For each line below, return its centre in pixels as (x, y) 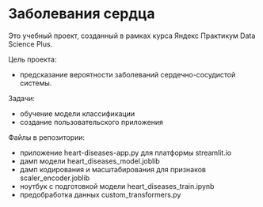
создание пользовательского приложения (91, 122)
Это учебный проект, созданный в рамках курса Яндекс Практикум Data (132, 36)
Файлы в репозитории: (47, 137)
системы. (36, 83)
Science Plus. (30, 43)
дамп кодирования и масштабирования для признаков (112, 169)
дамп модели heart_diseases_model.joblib (90, 161)
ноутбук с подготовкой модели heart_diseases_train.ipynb (117, 186)
